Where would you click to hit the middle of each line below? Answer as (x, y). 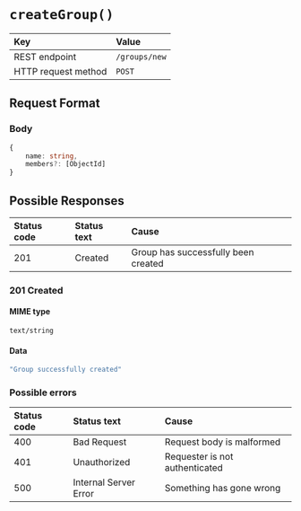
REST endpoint (45, 57)
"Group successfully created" (66, 370)
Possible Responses (67, 201)
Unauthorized (102, 463)
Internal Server (104, 482)
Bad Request (100, 442)
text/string (31, 331)
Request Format (55, 104)
